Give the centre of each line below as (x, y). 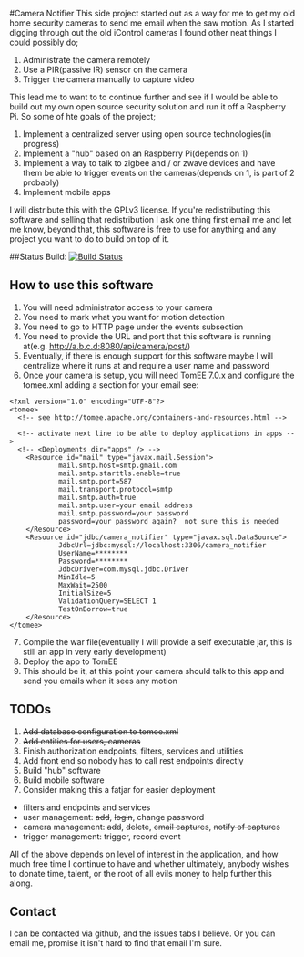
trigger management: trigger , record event (101, 836)
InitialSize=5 (85, 593)
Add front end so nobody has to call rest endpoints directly (133, 760)
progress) (41, 144)
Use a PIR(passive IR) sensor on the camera (105, 69)
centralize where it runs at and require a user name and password (146, 365)
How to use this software (81, 285)
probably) (41, 182)
